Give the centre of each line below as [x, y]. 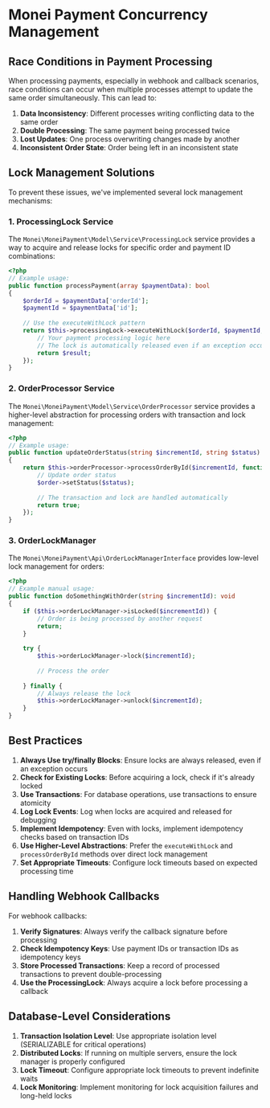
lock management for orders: [56, 566]
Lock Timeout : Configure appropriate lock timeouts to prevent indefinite [139, 1069]
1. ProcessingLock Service [61, 221]
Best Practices [45, 741]
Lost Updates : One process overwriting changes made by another [130, 139]
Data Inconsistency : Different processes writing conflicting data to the [137, 113]
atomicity [35, 803]
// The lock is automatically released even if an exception [142, 345]
